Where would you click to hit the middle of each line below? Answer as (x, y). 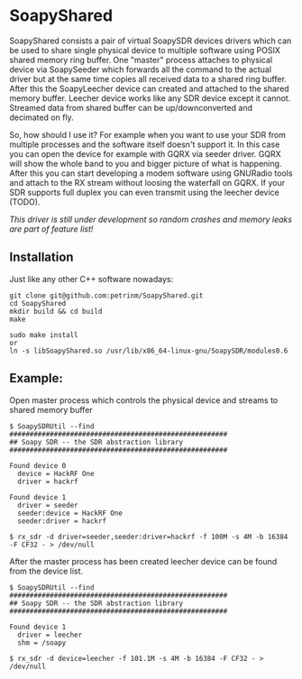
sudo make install (44, 335)
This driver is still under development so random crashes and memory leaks (151, 219)
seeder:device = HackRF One (70, 513)
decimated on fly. (41, 117)
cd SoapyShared (38, 303)
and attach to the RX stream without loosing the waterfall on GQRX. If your (147, 182)
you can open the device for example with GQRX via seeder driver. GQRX (145, 153)
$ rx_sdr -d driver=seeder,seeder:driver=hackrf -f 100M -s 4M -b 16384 (149, 537)
